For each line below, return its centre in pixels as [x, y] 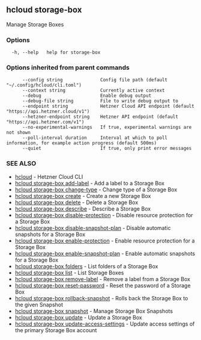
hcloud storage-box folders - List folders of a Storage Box [86, 266]
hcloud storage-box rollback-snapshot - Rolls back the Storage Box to [101, 298]
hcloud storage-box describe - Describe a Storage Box [83, 209]
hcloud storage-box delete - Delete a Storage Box [76, 202]
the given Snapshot [39, 304]
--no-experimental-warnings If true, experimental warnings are [107, 128]
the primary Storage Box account [56, 330]
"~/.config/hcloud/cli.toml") [44, 85]
